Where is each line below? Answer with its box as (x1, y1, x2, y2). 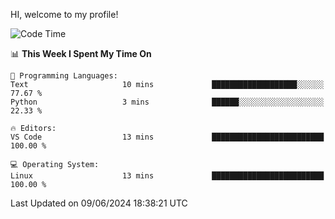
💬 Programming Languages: (10, 71, 118, 81)
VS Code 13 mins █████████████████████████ (10, 132, 325, 142)
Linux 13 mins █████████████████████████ (10, 171, 325, 181)
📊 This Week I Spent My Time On (10, 48, 152, 59)
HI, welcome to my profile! (10, 9, 119, 20)
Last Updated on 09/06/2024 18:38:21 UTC (10, 197, 188, 209)
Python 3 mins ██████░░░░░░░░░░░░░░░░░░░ (10, 97, 325, 107)
